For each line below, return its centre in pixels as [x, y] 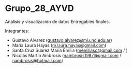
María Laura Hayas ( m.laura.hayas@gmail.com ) [59, 45]
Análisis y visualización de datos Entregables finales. [58, 22]
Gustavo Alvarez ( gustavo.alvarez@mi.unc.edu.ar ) [62, 40]
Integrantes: [17, 31]
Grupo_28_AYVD [39, 8]
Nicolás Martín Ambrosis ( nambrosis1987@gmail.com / [67, 55]
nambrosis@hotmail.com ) [37, 60]
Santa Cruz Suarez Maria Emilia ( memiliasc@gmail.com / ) [70, 50]
